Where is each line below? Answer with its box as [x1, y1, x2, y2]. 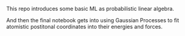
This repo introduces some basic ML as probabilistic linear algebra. [6, 5, 175, 12]
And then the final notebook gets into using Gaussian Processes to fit [6, 17, 180, 23]
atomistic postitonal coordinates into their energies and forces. [6, 23, 163, 30]
